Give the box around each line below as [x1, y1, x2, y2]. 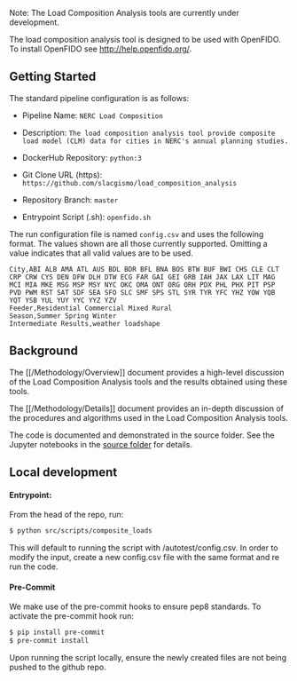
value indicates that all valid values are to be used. [9, 248, 193, 258]
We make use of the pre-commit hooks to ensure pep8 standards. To [9, 601, 262, 612]
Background [9, 344, 78, 359]
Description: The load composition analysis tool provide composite [21, 127, 276, 138]
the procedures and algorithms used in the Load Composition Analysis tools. [9, 412, 288, 423]
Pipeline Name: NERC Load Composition [21, 110, 164, 121]
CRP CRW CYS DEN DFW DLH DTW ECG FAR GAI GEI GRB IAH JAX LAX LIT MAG [9, 273, 276, 281]
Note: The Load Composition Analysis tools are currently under [9, 8, 239, 18]
